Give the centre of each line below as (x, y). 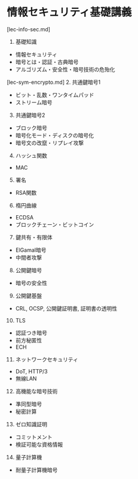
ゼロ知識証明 (31, 424)
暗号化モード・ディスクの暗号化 (55, 135)
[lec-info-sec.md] (28, 29)
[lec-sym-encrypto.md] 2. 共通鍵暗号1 (54, 82)
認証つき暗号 (31, 333)
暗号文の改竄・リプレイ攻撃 (50, 143)
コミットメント (34, 437)
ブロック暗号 (31, 128)
